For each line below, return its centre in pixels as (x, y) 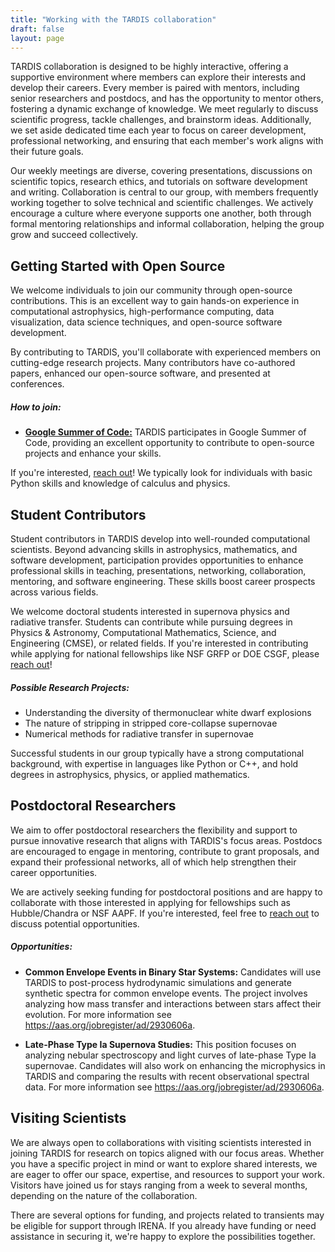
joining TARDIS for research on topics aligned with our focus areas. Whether (167, 1153)
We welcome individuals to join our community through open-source (151, 290)
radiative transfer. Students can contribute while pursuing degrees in (151, 622)
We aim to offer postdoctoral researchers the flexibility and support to (154, 830)
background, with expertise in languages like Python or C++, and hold (154, 763)
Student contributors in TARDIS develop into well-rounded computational (160, 538)
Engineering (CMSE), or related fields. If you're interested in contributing (159, 643)
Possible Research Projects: (70, 687)
